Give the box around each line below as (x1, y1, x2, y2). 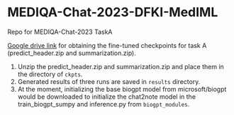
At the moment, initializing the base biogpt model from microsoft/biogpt (17, 85, 227, 93)
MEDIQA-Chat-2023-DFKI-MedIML (7, 4, 218, 20)
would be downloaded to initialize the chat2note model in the (17, 92, 196, 101)
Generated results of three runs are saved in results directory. (17, 77, 201, 85)
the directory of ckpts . (17, 70, 83, 78)
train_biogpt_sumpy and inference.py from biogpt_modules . (17, 99, 190, 108)
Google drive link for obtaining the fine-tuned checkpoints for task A (7, 41, 207, 49)
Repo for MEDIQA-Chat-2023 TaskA (7, 28, 113, 36)
